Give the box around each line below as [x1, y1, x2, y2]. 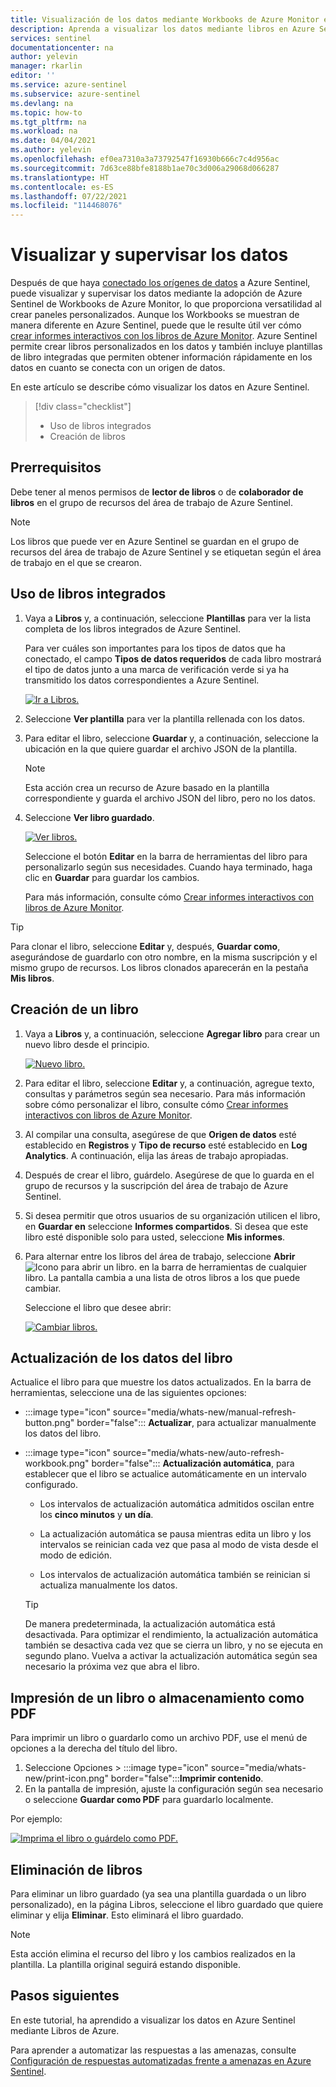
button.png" [24, 1417, 75, 1429]
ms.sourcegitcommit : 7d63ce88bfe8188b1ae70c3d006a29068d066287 [10, 163, 280, 173]
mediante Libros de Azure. [10, 2024, 120, 2036]
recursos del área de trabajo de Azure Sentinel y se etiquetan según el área [10, 546, 322, 558]
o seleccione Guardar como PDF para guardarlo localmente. [24, 1794, 274, 1806]
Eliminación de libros [10, 1861, 143, 1878]
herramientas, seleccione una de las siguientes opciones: [10, 1387, 247, 1399]
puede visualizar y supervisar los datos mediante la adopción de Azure [10, 287, 303, 300]
